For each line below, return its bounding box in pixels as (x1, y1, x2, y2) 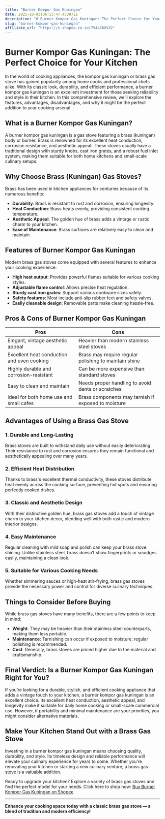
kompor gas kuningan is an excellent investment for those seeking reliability (5, 89, 159, 95)
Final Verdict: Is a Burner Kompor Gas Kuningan (5, 666, 154, 674)
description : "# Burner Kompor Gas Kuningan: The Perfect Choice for (5, 16, 151, 21)
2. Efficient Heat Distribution (5, 465, 75, 472)
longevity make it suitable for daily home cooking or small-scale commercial (5, 702, 159, 708)
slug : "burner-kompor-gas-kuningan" (5, 21, 80, 26)
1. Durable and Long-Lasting (5, 431, 74, 438)
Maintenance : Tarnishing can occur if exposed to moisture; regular (12, 636, 148, 642)
